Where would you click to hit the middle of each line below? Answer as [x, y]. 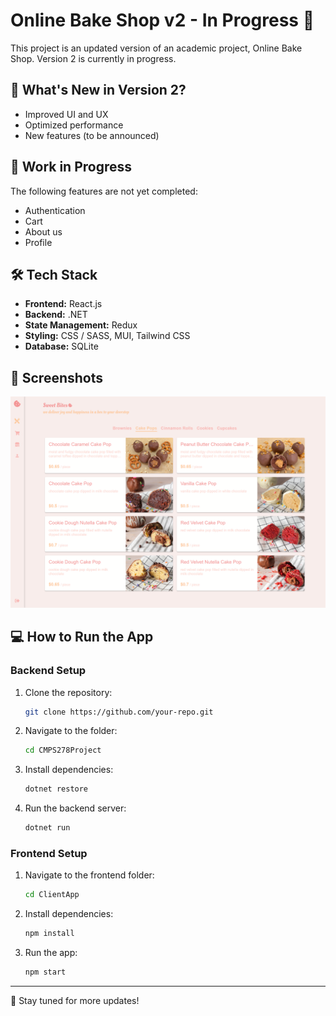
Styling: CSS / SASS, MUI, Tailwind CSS [107, 336]
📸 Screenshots [57, 377]
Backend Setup [48, 671]
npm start [45, 972]
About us [43, 231]
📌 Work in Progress [71, 167]
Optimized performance [74, 125]
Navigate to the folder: [71, 731]
